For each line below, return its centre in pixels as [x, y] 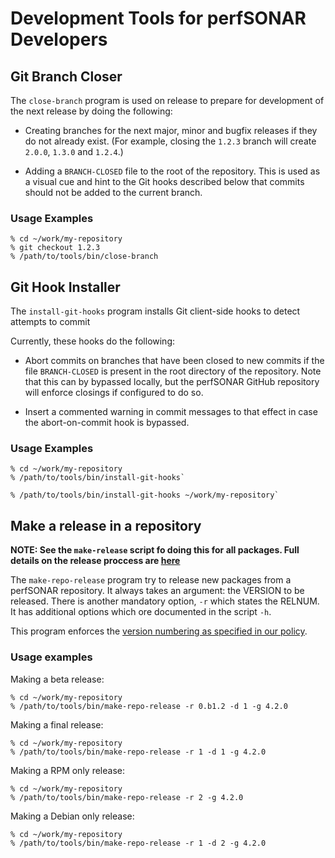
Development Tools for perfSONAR [158, 18]
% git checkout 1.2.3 [55, 248]
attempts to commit [50, 322]
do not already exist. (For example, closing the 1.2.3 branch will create [170, 141]
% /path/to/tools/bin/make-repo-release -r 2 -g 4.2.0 [127, 797]
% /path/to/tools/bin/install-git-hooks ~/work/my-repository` [145, 495]
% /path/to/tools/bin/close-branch [84, 257]
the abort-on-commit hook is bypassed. [107, 423]
